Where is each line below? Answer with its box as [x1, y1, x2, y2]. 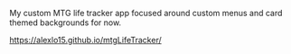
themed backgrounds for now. [9, 17, 122, 28]
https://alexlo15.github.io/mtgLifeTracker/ [9, 35, 162, 45]
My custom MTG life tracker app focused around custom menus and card [9, 8, 283, 18]
